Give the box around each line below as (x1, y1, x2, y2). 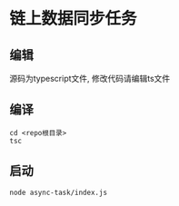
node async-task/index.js (9, 188, 107, 197)
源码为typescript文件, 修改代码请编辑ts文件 (9, 74, 171, 83)
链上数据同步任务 (9, 8, 138, 29)
